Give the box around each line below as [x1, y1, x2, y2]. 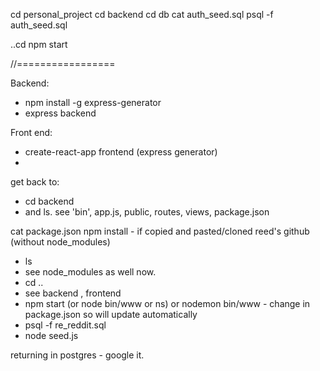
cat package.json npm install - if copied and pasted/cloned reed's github [10, 225, 310, 237]
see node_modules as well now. [24, 266, 157, 278]
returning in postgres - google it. [10, 349, 145, 361]
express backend [24, 107, 97, 119]
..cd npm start [10, 39, 68, 50]
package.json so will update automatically [24, 309, 198, 320]
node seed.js [24, 330, 79, 341]
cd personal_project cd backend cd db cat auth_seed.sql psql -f [10, 9, 274, 20]
